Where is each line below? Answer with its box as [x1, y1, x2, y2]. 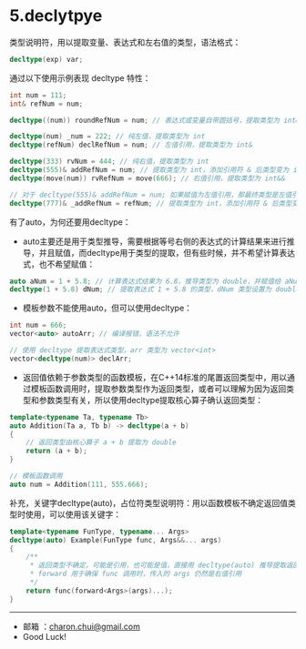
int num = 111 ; [9, 90, 67, 100]
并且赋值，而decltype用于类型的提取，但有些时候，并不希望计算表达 [38, 247, 296, 258]
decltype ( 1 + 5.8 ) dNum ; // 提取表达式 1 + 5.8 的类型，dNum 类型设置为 [9, 285, 272, 294]
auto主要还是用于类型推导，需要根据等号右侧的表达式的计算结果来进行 [22, 236, 287, 247]
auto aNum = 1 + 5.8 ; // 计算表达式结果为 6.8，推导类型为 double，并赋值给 [9, 277, 281, 286]
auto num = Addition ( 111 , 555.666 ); [9, 480, 148, 489]
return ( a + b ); [25, 447, 88, 456]
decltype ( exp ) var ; [9, 55, 84, 64]
